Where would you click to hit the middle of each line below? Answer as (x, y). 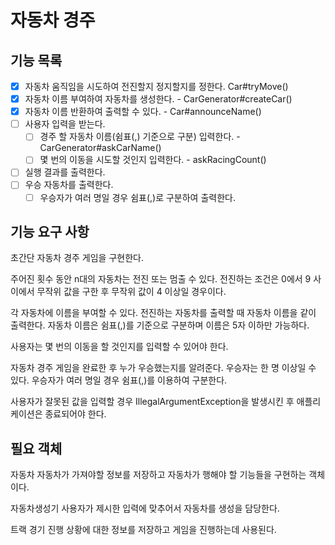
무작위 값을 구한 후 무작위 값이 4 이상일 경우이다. (131, 292)
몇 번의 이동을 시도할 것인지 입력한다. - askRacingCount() (153, 160)
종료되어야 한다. (75, 414)
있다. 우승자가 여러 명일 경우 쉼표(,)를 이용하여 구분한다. (119, 380)
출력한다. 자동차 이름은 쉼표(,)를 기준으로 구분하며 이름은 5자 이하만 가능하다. (160, 325)
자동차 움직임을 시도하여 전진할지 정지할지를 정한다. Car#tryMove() (156, 86)
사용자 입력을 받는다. (65, 124)
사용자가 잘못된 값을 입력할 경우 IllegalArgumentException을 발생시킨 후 (152, 402)
